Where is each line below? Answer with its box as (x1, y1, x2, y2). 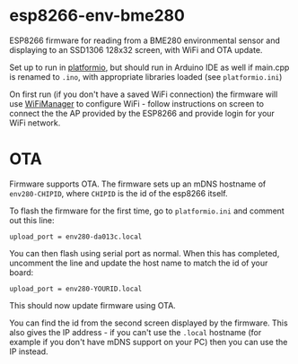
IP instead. (9, 346, 48, 357)
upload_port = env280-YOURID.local (9, 284, 143, 293)
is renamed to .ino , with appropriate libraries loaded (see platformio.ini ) (9, 71, 283, 82)
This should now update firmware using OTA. (9, 299, 177, 310)
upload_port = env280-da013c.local (9, 232, 143, 241)
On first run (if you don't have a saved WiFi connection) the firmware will (9, 89, 278, 100)
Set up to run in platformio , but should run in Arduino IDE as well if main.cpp (9, 62, 290, 73)
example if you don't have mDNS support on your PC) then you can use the (9, 336, 288, 347)
